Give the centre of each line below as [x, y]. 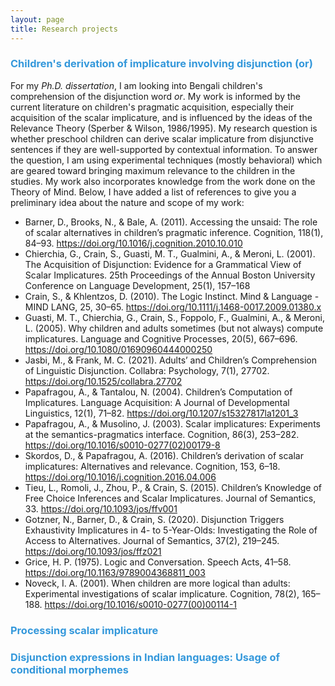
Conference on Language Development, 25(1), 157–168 [137, 285]
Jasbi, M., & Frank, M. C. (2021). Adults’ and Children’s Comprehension [171, 360]
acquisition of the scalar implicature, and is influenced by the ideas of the [161, 117]
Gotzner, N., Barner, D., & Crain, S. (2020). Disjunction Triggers [154, 519]
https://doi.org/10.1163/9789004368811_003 [115, 572]
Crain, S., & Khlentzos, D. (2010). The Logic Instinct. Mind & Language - [172, 296]
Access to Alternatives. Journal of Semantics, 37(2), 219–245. [152, 540]
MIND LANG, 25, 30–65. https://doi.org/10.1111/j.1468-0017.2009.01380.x [173, 307]
